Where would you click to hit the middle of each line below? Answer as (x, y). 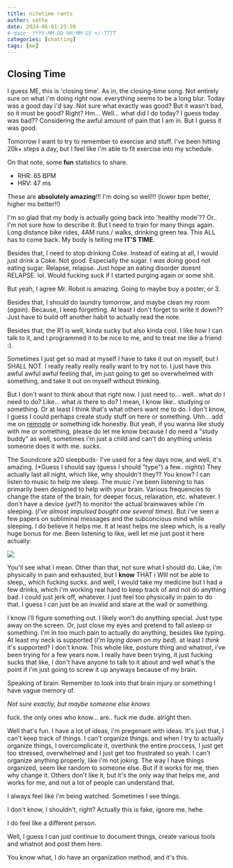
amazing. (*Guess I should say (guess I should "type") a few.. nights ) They (114, 467)
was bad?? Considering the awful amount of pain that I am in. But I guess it (114, 120)
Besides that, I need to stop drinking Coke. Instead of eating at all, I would (113, 253)
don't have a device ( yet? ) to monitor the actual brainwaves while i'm (106, 504)
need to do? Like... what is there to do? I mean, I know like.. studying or (109, 401)
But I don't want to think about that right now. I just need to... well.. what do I (116, 394)
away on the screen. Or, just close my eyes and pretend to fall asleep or (110, 625)
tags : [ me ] (23, 46)
